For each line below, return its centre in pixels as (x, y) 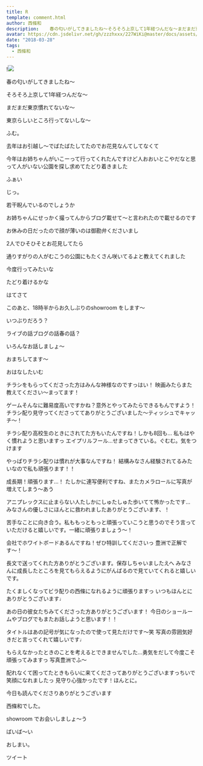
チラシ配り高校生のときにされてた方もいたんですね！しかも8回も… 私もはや (101, 433)
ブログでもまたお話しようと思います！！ (67, 619)
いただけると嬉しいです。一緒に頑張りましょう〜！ (69, 530)
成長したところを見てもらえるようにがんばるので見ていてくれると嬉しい (106, 570)
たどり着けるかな (27, 282)
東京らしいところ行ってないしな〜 (49, 120)
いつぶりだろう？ (27, 320)
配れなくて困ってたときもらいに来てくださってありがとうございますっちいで (101, 672)
